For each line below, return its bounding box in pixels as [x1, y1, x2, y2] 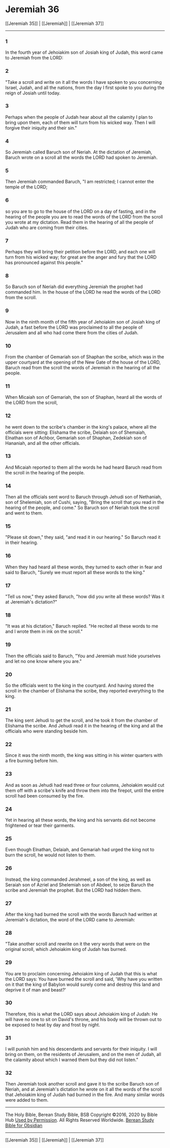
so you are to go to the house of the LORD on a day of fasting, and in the [5, 208, 156, 214]
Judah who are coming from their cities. [5, 225, 89, 231]
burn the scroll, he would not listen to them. [5, 852, 96, 858]
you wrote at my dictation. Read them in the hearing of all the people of [5, 219, 154, 225]
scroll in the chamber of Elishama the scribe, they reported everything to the [5, 687, 164, 694]
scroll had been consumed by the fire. [5, 792, 84, 799]
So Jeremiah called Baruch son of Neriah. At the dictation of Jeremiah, [5, 149, 153, 155]
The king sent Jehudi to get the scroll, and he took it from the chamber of [5, 717, 158, 723]
